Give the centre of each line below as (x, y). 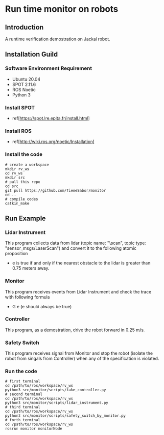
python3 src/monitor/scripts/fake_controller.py (56, 390)
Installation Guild (32, 54)
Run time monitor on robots (62, 9)
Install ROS (18, 131)
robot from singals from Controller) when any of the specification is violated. (82, 359)
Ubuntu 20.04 (26, 79)
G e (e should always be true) (42, 306)
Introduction (24, 27)
